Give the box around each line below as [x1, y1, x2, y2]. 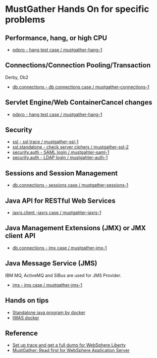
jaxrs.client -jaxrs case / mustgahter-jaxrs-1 [12, 209, 102, 216]
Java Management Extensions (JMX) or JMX [5, 224, 146, 232]
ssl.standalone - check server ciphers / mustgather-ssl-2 [12, 144, 129, 150]
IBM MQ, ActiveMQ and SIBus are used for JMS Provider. [5, 272, 121, 278]
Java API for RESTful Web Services [5, 197, 115, 205]
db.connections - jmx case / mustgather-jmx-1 [12, 245, 107, 251]
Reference [5, 329, 38, 337]
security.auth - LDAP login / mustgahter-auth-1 [12, 154, 108, 160]
